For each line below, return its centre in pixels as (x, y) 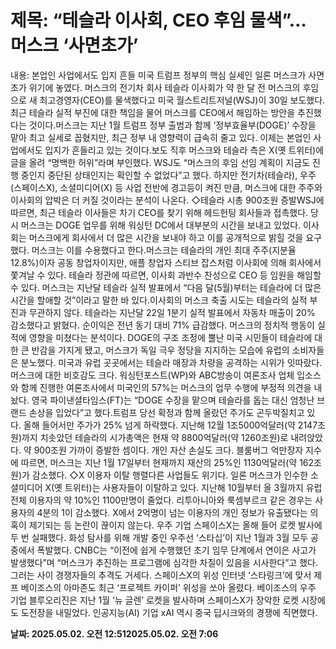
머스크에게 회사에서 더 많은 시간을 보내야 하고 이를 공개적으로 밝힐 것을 (166, 237)
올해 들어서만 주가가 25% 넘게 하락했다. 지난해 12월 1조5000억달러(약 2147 (170, 425)
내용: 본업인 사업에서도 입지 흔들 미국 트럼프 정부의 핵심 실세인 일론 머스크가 (158, 75)
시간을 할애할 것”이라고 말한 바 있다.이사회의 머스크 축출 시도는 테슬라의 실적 (159, 300)
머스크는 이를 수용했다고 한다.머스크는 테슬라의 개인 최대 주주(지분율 (164, 250)
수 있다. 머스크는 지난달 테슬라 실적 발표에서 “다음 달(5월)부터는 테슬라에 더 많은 (166, 287)
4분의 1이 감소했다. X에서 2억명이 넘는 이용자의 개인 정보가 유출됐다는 (172, 512)
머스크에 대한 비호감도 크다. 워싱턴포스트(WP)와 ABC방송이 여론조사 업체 (152, 375)
